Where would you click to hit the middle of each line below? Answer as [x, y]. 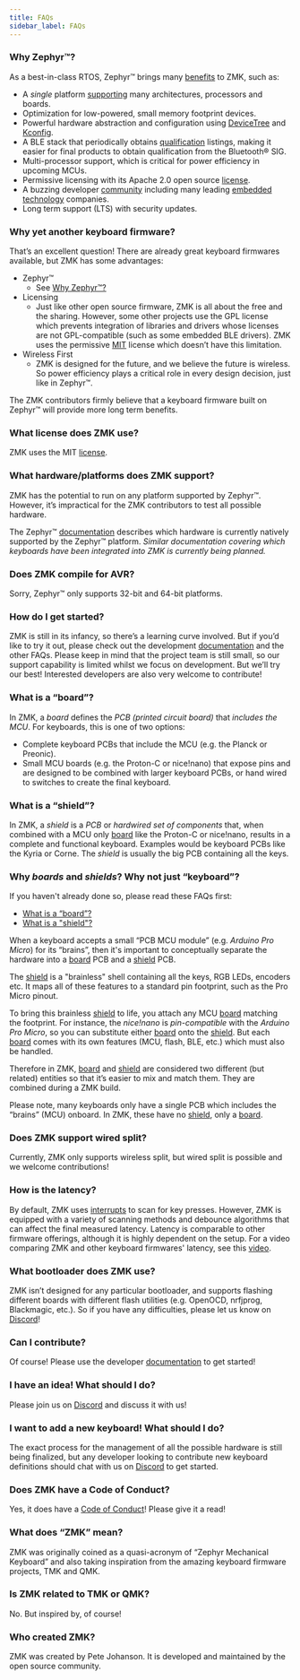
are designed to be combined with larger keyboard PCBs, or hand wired [154, 773]
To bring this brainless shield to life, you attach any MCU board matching [144, 1013]
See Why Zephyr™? [71, 288]
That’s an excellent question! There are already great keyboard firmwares [145, 251]
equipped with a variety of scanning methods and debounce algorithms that [149, 1219]
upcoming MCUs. [55, 170]
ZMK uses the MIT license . [59, 453]
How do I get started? [57, 617]
